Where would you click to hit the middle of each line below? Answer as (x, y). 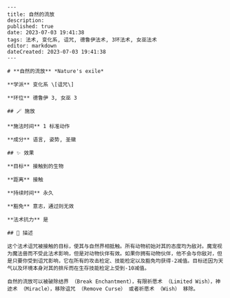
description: (26, 21)
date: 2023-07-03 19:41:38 (46, 32)
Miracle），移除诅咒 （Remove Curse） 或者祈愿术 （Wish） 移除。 (112, 289)
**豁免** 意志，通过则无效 (41, 206)
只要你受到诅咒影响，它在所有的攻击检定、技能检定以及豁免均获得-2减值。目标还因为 (115, 261)
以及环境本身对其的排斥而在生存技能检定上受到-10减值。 (81, 268)
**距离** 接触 (25, 180)
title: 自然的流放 (31, 14)
